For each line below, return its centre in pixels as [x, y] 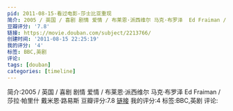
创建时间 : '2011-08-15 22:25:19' [53, 39]
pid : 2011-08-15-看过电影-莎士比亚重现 [60, 13]
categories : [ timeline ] [42, 71]
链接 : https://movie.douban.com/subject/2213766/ [79, 33]
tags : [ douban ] [29, 65]
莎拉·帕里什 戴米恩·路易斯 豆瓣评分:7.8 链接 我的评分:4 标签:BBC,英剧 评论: [113, 100]
